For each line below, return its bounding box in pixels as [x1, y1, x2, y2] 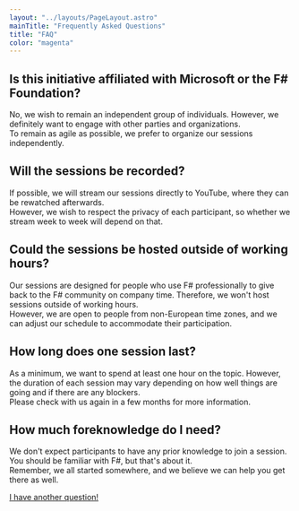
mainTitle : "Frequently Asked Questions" [9, 22, 167, 30]
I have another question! [9, 492, 99, 503]
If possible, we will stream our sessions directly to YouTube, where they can [9, 187, 289, 198]
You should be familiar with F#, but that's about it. [9, 455, 192, 466]
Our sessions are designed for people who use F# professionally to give [9, 280, 275, 290]
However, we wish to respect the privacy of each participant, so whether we [9, 206, 291, 217]
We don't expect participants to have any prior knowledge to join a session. [9, 446, 287, 457]
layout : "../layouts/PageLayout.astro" [9, 13, 158, 22]
